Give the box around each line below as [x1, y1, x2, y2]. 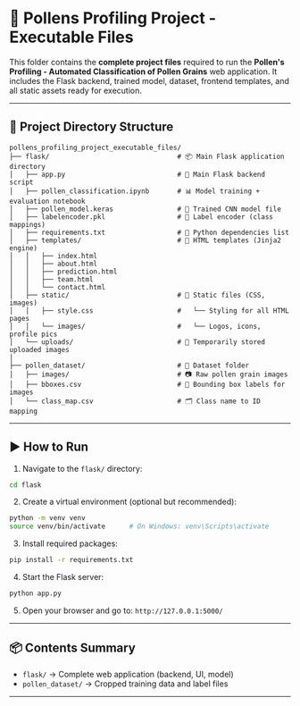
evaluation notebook [9, 197, 87, 206]
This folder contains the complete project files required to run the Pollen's [9, 56, 285, 67]
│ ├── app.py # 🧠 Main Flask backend [9, 170, 266, 179]
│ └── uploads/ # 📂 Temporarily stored [9, 337, 266, 347]
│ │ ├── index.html [9, 251, 98, 260]
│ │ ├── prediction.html [9, 267, 118, 276]
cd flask [9, 480, 42, 490]
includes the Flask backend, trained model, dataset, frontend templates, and [9, 75, 290, 86]
